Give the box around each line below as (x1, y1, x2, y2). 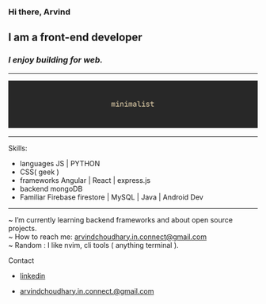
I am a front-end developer (8, 31, 142, 44)
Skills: (8, 143, 28, 153)
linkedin (19, 271, 46, 280)
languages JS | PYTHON (19, 158, 101, 168)
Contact (8, 256, 34, 265)
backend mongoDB (19, 184, 83, 193)
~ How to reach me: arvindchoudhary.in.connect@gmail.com (8, 232, 207, 241)
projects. (8, 223, 37, 233)
